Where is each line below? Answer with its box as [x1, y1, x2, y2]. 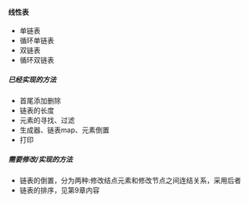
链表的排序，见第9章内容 [19, 186, 100, 195]
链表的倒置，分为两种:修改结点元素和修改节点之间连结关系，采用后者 [19, 176, 241, 186]
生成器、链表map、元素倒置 [19, 125, 110, 135]
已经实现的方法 [8, 74, 56, 84]
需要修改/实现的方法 [8, 154, 73, 164]
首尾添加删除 [19, 96, 61, 106]
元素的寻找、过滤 [19, 116, 75, 125]
